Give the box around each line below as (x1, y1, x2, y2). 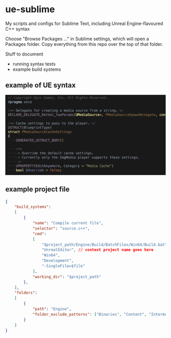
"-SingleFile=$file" (41, 264, 85, 269)
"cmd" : (32, 231, 47, 236)
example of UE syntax (5, 81, 76, 90)
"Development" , (41, 258, 74, 263)
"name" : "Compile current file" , (32, 220, 103, 226)
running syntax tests (12, 61, 56, 67)
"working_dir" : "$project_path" (32, 274, 101, 279)
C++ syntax (5, 25, 30, 32)
